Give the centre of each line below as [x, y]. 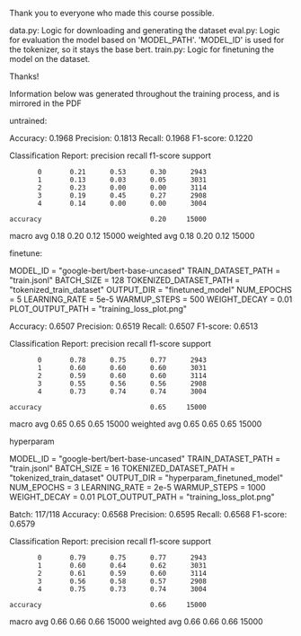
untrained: [28, 121]
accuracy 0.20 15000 [108, 219]
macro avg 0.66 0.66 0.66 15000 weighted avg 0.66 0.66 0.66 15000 [136, 622]
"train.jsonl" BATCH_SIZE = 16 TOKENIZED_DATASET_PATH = [123, 468]
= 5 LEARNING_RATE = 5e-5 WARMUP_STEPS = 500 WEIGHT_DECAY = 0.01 [151, 299]
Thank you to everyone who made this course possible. [112, 13]
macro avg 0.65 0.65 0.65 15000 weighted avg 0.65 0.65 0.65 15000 [136, 424]
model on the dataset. [50, 59]
